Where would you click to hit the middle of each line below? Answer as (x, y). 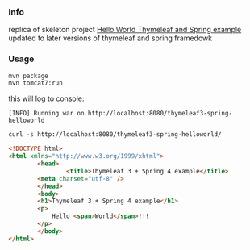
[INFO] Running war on (46, 114)
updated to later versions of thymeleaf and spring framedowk (110, 38)
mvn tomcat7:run (35, 83)
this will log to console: (46, 98)
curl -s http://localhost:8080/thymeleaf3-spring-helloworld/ (115, 135)
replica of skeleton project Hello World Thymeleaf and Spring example (125, 30)
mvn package (28, 76)
